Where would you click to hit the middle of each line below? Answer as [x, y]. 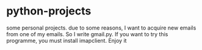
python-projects [49, 11]
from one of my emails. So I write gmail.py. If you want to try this [87, 34]
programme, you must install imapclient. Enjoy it [67, 40]
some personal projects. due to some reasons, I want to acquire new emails [101, 28]
